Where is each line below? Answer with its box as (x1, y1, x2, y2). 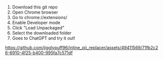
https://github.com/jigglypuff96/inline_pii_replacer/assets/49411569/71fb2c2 (5, 45, 158, 50)
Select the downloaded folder (12, 30, 72, 36)
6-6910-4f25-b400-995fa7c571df (5, 50, 73, 56)
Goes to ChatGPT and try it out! (12, 35, 75, 41)
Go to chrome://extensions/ (12, 15, 68, 20)
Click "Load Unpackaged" (12, 25, 65, 31)
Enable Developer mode (12, 20, 61, 25)
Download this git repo (12, 4, 58, 10)
